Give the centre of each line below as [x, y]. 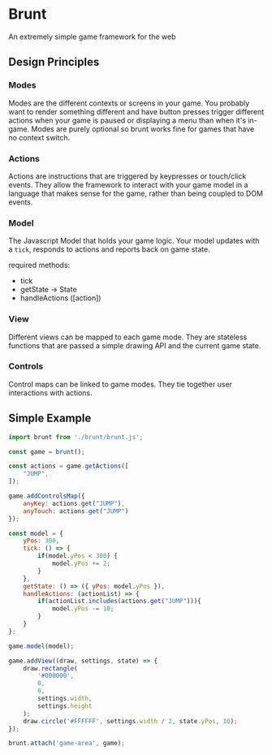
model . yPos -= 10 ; [83, 609]
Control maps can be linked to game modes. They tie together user [121, 384]
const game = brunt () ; [47, 451]
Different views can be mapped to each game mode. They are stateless [128, 337]
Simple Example [50, 418]
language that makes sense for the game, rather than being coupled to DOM [136, 193]
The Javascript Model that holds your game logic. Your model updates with [134, 241]
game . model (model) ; [41, 646]
